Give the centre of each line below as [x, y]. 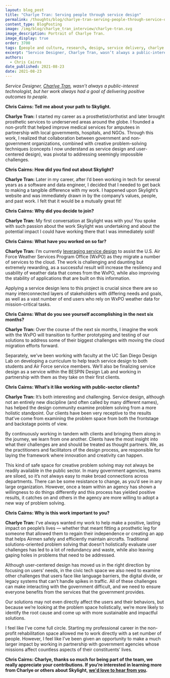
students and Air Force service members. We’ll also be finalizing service [80, 366]
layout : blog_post [25, 10]
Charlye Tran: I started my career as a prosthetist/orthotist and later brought [85, 116]
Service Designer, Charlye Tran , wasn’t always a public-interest [72, 86]
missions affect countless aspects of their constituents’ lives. [69, 650]
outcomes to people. [27, 97]
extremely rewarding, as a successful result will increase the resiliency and [83, 267]
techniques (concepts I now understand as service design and [70, 149]
